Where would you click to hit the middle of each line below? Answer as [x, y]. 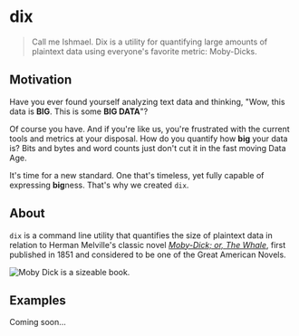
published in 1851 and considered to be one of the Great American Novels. [148, 254]
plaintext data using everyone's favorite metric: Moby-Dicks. [145, 51]
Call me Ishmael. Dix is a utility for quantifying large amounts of [149, 42]
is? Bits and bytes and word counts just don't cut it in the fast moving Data [148, 148]
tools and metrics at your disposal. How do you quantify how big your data [149, 139]
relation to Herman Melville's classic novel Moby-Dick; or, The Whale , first [148, 245]
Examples [38, 300]
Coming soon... [38, 322]
